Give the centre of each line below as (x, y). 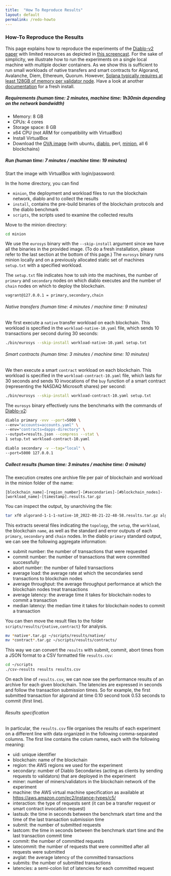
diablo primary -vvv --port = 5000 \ (43, 420)
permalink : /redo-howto (31, 19)
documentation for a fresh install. (40, 86)
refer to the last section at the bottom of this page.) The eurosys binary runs (84, 254)
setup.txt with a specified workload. (44, 265)
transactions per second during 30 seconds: (52, 333)
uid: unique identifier (34, 755)
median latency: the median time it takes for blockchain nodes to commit (89, 605)
